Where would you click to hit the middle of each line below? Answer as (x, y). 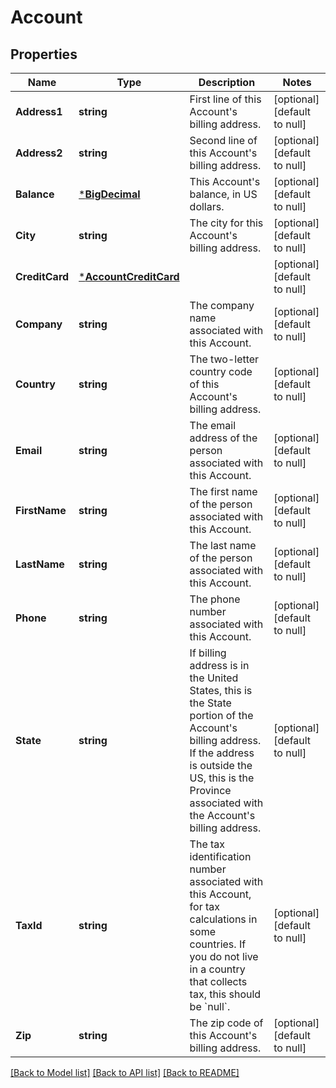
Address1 (39, 111)
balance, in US (223, 194)
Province (210, 790)
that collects (218, 981)
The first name (223, 491)
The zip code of (226, 1023)
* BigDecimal (109, 194)
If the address (222, 753)
